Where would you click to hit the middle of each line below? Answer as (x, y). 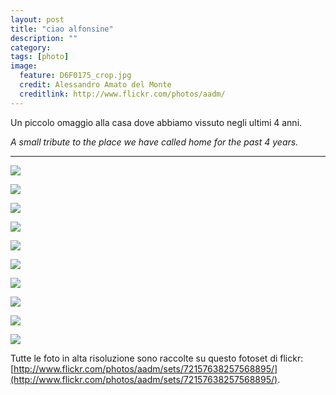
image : (24, 66)
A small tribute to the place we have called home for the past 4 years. (154, 142)
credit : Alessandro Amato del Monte (95, 85)
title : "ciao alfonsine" (62, 29)
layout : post (37, 19)
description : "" (44, 38)
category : (31, 47)
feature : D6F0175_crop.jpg (75, 76)
